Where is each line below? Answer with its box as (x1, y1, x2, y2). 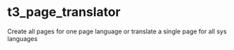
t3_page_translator (7, 4, 121, 20)
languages (7, 34, 38, 42)
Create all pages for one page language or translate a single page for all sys (7, 27, 227, 35)
